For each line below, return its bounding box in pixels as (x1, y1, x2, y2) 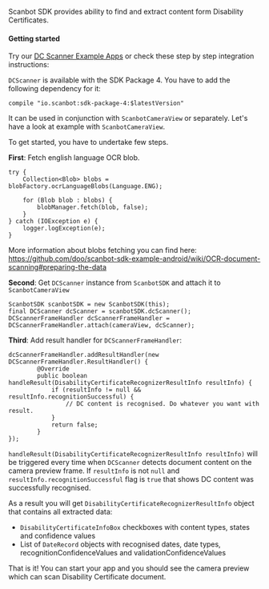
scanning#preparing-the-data (8, 262, 106, 272)
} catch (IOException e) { (8, 218, 98, 226)
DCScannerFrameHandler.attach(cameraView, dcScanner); (8, 322, 195, 330)
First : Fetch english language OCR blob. (8, 153, 140, 162)
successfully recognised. (8, 483, 91, 493)
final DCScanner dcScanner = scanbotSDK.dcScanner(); (8, 307, 192, 315)
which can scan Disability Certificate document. (8, 572, 167, 582)
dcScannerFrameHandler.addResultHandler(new (8, 351, 159, 359)
